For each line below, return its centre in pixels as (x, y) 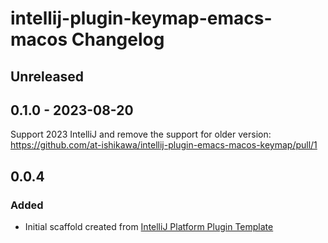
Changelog (118, 39)
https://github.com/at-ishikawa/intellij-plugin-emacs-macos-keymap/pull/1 (164, 145)
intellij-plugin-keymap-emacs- (141, 18)
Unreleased (47, 76)
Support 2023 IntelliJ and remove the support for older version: (141, 134)
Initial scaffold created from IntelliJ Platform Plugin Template (149, 227)
